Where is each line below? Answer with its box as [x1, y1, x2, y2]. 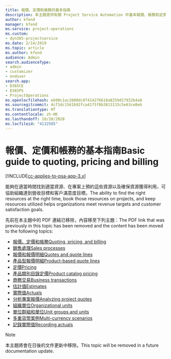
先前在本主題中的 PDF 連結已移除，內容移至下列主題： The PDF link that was [5, 217, 165, 223]
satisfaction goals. [5, 206, 44, 212]
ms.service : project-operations [5, 27, 74, 32]
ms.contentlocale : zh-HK [5, 112, 58, 117]
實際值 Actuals [12, 289, 42, 296]
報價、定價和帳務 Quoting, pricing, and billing [12, 238, 107, 245]
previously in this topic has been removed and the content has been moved [5, 222, 163, 228]
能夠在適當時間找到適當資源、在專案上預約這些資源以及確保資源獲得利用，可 [5, 183, 166, 189]
